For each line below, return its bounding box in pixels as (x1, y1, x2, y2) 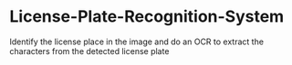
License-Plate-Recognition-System (9, 6, 285, 27)
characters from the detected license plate (9, 45, 170, 56)
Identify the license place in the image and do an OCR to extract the (9, 36, 265, 47)
